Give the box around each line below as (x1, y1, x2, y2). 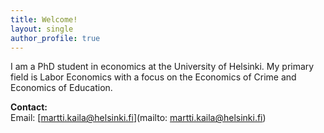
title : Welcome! (10, 14, 78, 25)
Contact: (10, 101, 48, 113)
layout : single (10, 24, 74, 34)
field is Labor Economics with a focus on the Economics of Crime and (10, 71, 297, 83)
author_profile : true (10, 33, 101, 43)
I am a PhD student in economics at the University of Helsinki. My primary (10, 61, 315, 73)
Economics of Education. (10, 82, 113, 94)
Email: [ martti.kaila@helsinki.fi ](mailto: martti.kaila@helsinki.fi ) (10, 112, 267, 124)
